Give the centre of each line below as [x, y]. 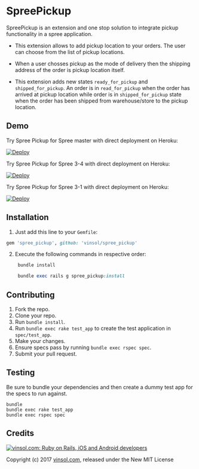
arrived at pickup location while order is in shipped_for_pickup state [98, 94]
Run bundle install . [40, 322]
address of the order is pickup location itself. [70, 70]
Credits [20, 433]
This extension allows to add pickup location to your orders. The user [100, 46]
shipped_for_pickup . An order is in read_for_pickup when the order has [102, 88]
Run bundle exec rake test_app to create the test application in [93, 328]
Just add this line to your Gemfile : [56, 232]
